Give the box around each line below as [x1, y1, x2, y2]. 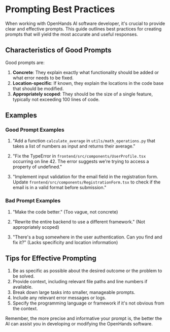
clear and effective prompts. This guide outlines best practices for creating [5, 25, 162, 32]
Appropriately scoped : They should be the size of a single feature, [12, 90, 153, 97]
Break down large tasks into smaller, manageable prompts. [12, 289, 135, 295]
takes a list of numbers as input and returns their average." [12, 143, 135, 149]
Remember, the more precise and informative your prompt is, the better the [5, 315, 162, 321]
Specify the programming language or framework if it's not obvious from [12, 300, 165, 306]
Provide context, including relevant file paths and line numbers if [12, 278, 148, 284]
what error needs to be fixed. [12, 75, 74, 81]
